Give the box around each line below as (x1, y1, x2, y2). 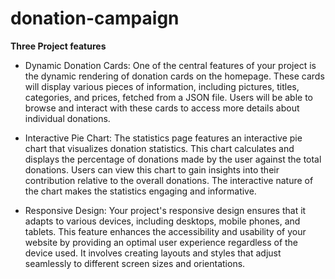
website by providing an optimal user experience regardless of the (24, 236, 299, 248)
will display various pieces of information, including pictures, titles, (24, 80, 300, 92)
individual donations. (24, 112, 111, 124)
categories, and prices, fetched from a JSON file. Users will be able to (24, 91, 313, 103)
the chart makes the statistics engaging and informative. (24, 185, 257, 197)
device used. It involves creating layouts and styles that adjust (24, 247, 282, 259)
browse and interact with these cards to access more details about (24, 102, 300, 114)
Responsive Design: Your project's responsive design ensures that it (24, 204, 307, 216)
